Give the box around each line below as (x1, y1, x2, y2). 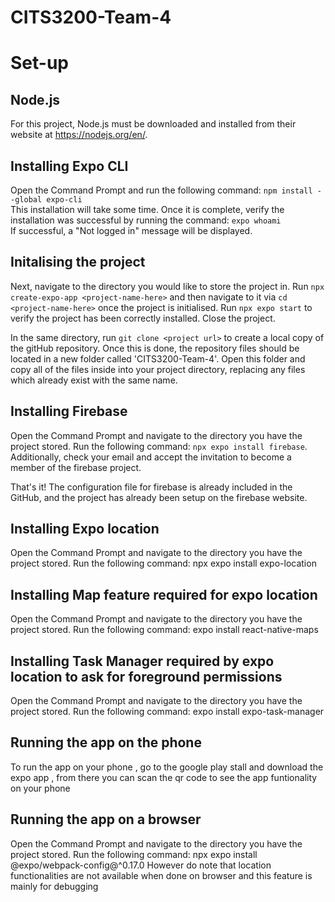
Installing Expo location (10, 521, 160, 538)
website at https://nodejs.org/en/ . (10, 129, 148, 141)
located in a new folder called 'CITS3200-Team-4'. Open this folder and (10, 352, 306, 365)
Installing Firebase (10, 403, 128, 420)
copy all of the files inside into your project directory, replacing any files (10, 363, 306, 375)
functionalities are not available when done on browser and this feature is (10, 869, 313, 881)
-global (10, 195, 43, 205)
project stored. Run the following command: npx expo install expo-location (10, 557, 317, 570)
